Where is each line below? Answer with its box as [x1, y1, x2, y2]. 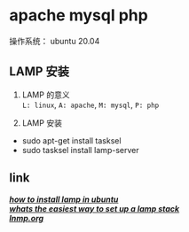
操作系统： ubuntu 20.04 [9, 35, 100, 46]
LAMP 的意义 [21, 89, 70, 100]
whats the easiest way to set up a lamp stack [9, 203, 180, 213]
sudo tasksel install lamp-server [21, 144, 139, 155]
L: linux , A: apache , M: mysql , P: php [21, 99, 160, 110]
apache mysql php [9, 5, 148, 26]
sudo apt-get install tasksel [21, 135, 122, 146]
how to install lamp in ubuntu [9, 194, 119, 205]
